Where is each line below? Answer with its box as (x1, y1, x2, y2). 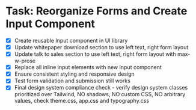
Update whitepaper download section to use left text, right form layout (14, 44, 189, 50)
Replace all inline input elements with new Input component (14, 64, 162, 71)
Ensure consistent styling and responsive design (14, 70, 135, 78)
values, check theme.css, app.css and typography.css (14, 97, 150, 105)
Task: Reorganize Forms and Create (5, 4, 188, 18)
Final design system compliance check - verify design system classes (14, 84, 188, 91)
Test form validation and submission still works (14, 77, 130, 85)
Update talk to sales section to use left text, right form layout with (14, 50, 176, 58)
